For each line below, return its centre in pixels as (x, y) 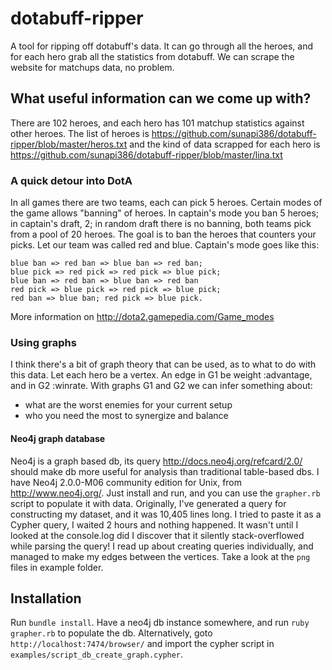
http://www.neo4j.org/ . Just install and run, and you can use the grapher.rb (165, 493)
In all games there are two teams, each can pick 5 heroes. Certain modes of (166, 203)
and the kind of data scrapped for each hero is (225, 144)
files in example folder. (57, 567)
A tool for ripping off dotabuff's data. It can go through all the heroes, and (162, 46)
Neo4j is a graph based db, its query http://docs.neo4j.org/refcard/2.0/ (156, 461)
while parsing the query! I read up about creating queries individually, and (162, 546)
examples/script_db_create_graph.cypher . (97, 654)
